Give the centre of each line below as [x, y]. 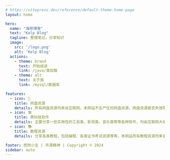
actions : [19, 57]
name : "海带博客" [27, 28]
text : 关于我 [31, 80]
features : [16, 94]
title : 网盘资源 [30, 103]
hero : [11, 24]
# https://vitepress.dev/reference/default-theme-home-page [70, 10]
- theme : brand [30, 61]
